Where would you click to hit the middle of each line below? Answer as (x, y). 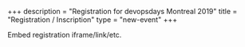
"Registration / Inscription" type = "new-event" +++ (92, 20)
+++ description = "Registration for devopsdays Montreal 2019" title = (122, 11)
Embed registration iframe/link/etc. (65, 35)
